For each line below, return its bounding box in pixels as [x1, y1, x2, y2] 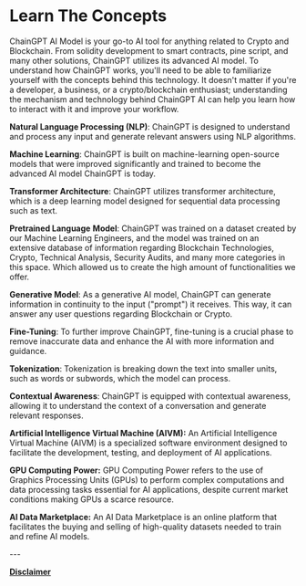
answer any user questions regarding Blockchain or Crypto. [9, 308, 233, 319]
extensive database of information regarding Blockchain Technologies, [9, 242, 275, 253]
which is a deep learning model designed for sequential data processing [9, 195, 280, 206]
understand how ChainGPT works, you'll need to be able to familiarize [9, 65, 271, 76]
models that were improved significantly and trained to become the [9, 158, 261, 169]
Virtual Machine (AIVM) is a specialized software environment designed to [9, 437, 288, 448]
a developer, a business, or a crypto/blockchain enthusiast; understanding [9, 84, 289, 95]
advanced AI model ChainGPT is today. [9, 168, 157, 179]
